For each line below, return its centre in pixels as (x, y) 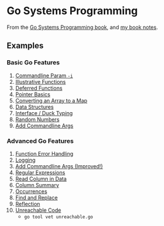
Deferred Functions (39, 88)
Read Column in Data (41, 179)
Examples (25, 46)
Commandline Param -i (44, 76)
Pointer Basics (33, 94)
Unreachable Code (38, 210)
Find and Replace (36, 197)
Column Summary (37, 185)
